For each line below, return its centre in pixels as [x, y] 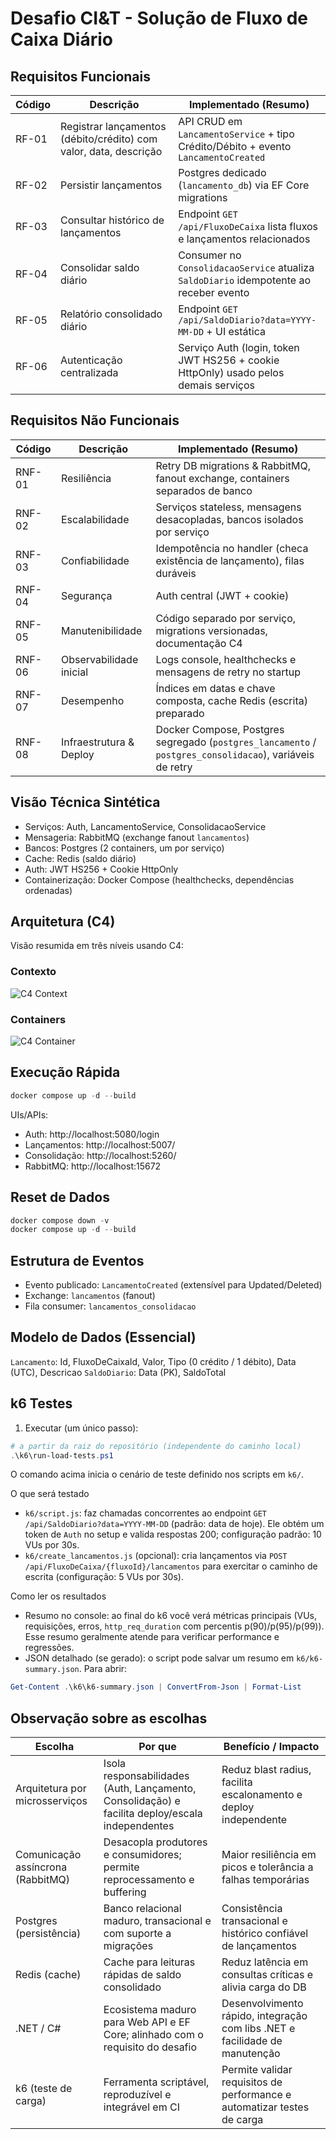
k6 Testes [41, 1403]
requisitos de [252, 2082]
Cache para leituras [149, 1962]
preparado [180, 713]
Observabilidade [99, 659]
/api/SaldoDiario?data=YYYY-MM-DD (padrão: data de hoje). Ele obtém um [174, 1524]
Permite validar [257, 2070]
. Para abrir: [103, 1669]
